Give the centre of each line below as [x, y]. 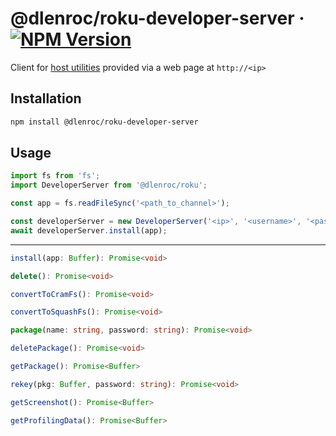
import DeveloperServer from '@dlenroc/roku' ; [109, 185]
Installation [46, 98]
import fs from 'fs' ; [55, 176]
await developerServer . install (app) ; [89, 230]
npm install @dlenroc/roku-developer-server [104, 122]
